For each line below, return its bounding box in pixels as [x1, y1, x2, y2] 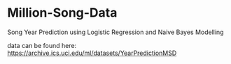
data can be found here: [7, 41, 77, 49]
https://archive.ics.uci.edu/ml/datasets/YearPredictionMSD [7, 49, 177, 57]
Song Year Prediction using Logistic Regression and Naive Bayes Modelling [7, 28, 224, 36]
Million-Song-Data [7, 5, 118, 21]
